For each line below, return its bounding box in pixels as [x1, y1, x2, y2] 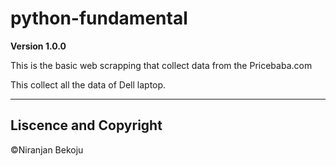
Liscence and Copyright [10, 117, 163, 134]
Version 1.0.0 [10, 40, 67, 52]
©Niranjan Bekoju [10, 143, 84, 156]
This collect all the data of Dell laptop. [10, 78, 167, 91]
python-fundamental [10, 7, 188, 30]
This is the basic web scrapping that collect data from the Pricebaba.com [10, 59, 313, 71]
